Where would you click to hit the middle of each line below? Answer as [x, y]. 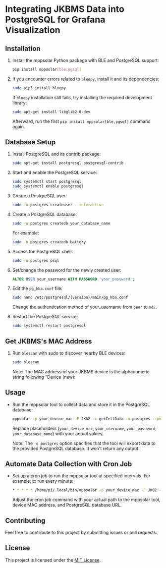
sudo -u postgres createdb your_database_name [61, 223]
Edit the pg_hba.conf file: [37, 288]
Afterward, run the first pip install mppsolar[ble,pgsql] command [82, 121]
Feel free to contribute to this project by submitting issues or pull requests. [81, 533]
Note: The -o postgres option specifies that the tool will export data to [84, 443]
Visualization [33, 30]
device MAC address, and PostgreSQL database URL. [67, 505]
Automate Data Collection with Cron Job [69, 464]
